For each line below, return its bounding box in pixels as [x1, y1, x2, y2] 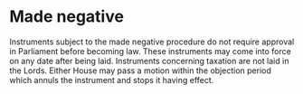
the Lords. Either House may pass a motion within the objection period [9, 65, 271, 76]
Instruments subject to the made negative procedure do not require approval [9, 36, 295, 47]
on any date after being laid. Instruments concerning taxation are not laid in [9, 55, 289, 66]
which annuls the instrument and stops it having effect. [9, 74, 214, 85]
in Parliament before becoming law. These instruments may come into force [9, 45, 291, 56]
